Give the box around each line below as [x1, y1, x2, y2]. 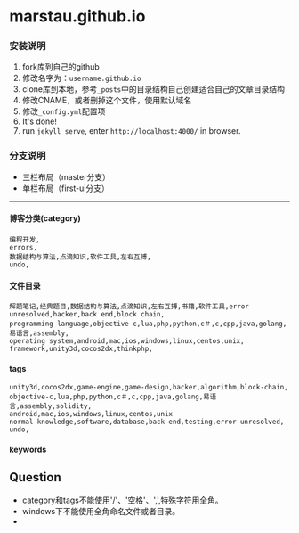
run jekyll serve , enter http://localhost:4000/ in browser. [21, 126, 241, 136]
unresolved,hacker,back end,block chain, [9, 310, 166, 319]
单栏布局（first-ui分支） [21, 183, 109, 193]
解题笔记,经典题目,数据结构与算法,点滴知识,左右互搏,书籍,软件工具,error [9, 302, 249, 311]
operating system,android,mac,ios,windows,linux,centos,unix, [9, 337, 245, 346]
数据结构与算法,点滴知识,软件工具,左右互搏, [9, 252, 151, 261]
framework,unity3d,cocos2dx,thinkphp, [9, 345, 153, 354]
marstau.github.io [9, 6, 146, 27]
